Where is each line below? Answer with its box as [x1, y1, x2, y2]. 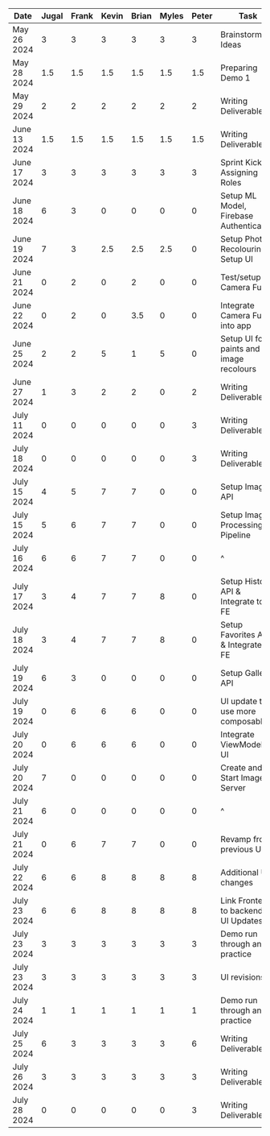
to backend [220, 906, 264, 916]
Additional [220, 867, 259, 877]
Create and [220, 762, 263, 773]
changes [220, 877, 253, 888]
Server [220, 782, 247, 793]
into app [220, 320, 252, 331]
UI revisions [220, 972, 265, 982]
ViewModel [220, 739, 264, 750]
